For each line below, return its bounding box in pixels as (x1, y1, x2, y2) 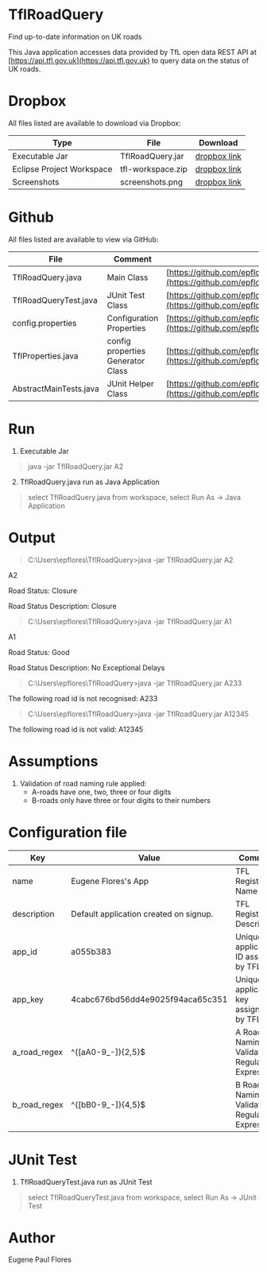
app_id (12, 946, 38, 957)
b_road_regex (12, 1099, 64, 1110)
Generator (106, 355, 145, 366)
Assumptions (8, 752, 99, 770)
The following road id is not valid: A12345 (8, 724, 144, 734)
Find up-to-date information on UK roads (8, 32, 142, 41)
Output (8, 529, 56, 546)
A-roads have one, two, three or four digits (31, 787, 172, 797)
